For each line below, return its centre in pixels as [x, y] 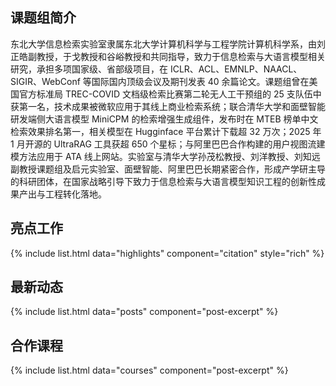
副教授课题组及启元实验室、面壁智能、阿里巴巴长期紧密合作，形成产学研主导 [168, 169]
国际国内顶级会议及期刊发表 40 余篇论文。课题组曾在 [200, 81]
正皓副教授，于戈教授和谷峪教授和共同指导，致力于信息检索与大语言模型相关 [168, 56]
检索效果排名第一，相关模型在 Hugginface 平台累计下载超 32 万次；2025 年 [166, 131]
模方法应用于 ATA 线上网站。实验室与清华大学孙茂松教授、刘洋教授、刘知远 [165, 156]
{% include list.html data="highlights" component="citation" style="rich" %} [167, 253]
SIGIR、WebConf [45, 81]
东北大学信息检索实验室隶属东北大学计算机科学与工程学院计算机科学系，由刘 [168, 44]
